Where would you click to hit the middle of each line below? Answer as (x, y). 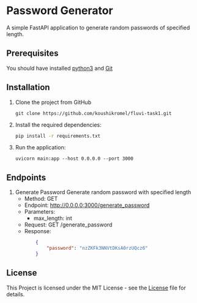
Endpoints (26, 177)
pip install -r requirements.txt (58, 136)
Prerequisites (32, 54)
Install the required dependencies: (58, 125)
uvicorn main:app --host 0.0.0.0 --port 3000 (74, 159)
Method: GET (41, 199)
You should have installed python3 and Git (60, 68)
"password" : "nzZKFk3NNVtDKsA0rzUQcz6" (97, 249)
